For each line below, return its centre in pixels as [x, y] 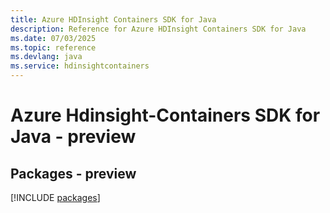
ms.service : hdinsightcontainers [80, 66]
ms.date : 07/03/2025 [53, 38]
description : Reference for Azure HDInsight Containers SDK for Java [158, 29]
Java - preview [73, 137]
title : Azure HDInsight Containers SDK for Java [113, 19]
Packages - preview [73, 173]
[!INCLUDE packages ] [55, 197]
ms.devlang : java [46, 57]
